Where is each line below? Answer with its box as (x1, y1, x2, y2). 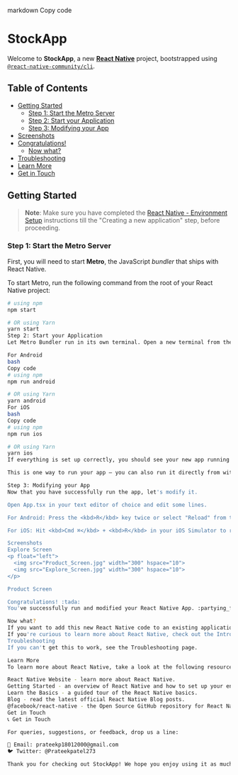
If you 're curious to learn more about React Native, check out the (7, 631, 214, 638)
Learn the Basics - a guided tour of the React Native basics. (7, 689, 198, 697)
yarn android (7, 397, 46, 405)
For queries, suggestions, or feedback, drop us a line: (7, 728, 179, 736)
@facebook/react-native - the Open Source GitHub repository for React (7, 702, 223, 710)
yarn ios (7, 450, 33, 457)
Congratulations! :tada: (7, 598, 81, 606)
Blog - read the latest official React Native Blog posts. (7, 696, 186, 703)
